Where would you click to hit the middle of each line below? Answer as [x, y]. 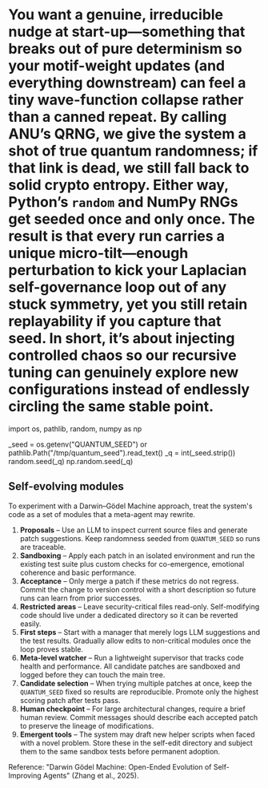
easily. [30, 624]
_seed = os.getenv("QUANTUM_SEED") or [78, 444]
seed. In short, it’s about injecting [122, 339]
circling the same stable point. [111, 407]
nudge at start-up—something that [127, 32]
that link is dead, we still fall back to [129, 168]
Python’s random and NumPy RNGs [123, 202]
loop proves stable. [52, 649]
